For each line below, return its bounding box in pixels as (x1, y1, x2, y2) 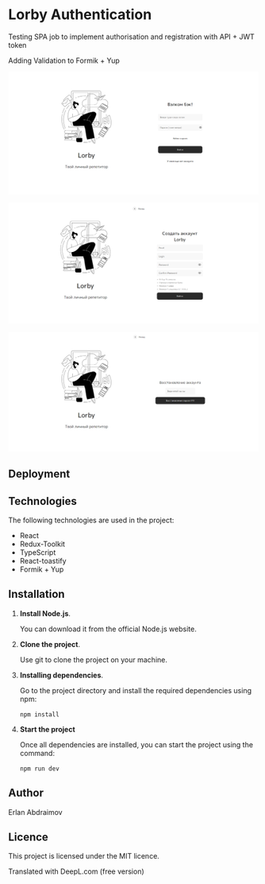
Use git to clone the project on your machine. (19, 654, 168, 665)
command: (19, 748, 56, 758)
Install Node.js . (19, 608, 71, 618)
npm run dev (19, 765, 60, 773)
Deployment (8, 467, 71, 481)
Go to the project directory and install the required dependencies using (19, 685, 252, 695)
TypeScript (19, 548, 56, 557)
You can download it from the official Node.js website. (19, 624, 197, 634)
